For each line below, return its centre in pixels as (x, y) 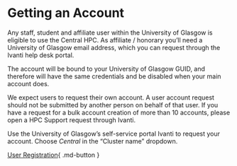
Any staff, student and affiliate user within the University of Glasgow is (110, 32)
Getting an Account (66, 13)
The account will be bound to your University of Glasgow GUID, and (106, 69)
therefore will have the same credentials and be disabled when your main (114, 76)
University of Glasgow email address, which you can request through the (114, 47)
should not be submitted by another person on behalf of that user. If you (113, 105)
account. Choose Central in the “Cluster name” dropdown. (93, 141)
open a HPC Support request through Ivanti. (72, 120)
